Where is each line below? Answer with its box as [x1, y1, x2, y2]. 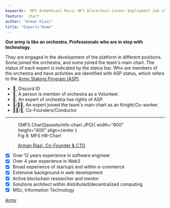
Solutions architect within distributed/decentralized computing [12, 181, 143, 187]
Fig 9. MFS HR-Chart [18, 133, 62, 139]
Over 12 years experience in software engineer [12, 153, 110, 159]
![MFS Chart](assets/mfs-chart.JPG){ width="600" [18, 122, 124, 128]
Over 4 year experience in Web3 [12, 158, 81, 164]
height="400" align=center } [18, 127, 77, 133]
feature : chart [5, 13, 39, 19]
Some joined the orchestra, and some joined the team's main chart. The [5, 60, 155, 66]
